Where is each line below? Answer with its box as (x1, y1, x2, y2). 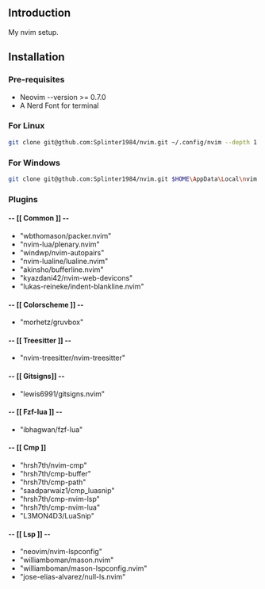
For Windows (8, 157, 61, 168)
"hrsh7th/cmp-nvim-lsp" (19, 494, 101, 503)
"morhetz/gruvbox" (19, 317, 84, 327)
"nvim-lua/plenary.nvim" (19, 239, 101, 249)
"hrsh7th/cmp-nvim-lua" (19, 503, 101, 512)
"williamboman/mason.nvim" (19, 555, 114, 565)
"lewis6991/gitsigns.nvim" (19, 388, 106, 399)
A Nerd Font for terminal (19, 101, 99, 110)
